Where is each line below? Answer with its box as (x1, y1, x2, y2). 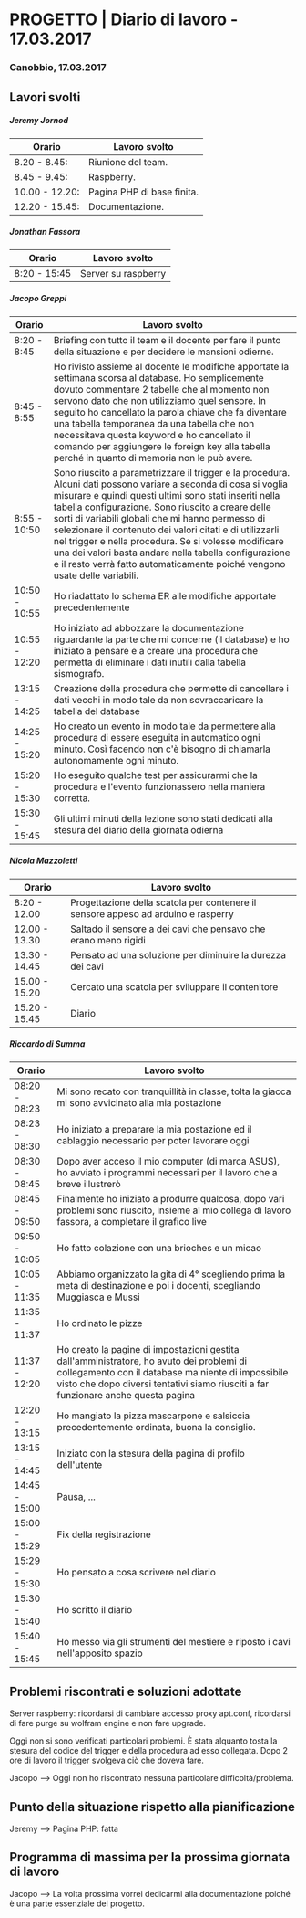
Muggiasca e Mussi (56, 1291, 140, 1303)
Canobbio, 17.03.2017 (9, 61, 107, 74)
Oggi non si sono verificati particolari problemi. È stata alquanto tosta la (9, 1735, 278, 1746)
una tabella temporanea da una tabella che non (53, 417, 255, 430)
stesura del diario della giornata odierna (53, 824, 224, 837)
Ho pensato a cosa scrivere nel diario (56, 1566, 217, 1579)
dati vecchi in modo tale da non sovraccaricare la (53, 694, 264, 707)
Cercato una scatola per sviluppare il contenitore (69, 981, 279, 994)
